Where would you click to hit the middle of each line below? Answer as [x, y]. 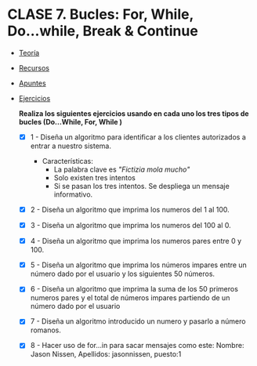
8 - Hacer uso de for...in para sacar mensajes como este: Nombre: [137, 346]
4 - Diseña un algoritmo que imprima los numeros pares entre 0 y [136, 241]
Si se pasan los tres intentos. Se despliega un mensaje [142, 186]
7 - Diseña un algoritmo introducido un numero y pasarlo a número [138, 321]
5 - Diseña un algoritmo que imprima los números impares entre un [139, 265]
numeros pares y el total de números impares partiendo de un [130, 298]
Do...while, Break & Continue [103, 31]
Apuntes [32, 83]
